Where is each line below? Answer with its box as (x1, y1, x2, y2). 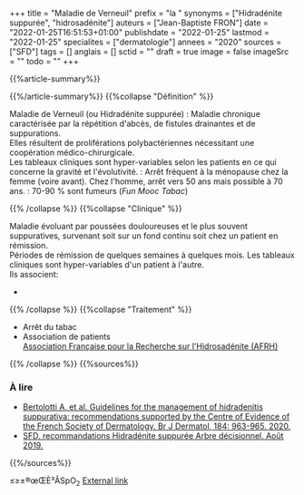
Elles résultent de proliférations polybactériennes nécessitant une (9, 138, 255, 148)
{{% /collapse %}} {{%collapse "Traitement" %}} (9, 304, 192, 315)
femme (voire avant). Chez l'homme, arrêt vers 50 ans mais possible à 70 (9, 176, 283, 187)
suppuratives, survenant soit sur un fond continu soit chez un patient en (9, 230, 279, 241)
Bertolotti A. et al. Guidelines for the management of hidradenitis (22, 402, 263, 412)
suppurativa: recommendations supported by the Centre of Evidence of (22, 412, 290, 422)
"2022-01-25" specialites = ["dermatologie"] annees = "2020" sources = (9, 36, 282, 47)
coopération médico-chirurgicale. (9, 147, 135, 158)
